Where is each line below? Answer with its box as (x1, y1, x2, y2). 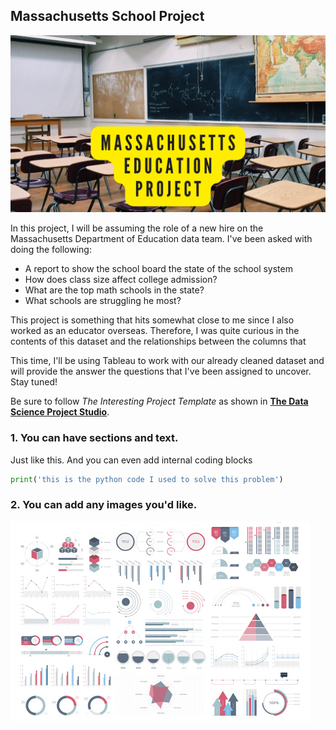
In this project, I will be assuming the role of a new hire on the (10, 222, 264, 234)
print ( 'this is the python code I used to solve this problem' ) (10, 474, 284, 484)
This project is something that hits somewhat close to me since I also (10, 314, 295, 326)
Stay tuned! (10, 376, 58, 388)
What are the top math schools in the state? (24, 284, 205, 296)
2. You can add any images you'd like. (10, 498, 198, 512)
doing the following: (10, 244, 92, 256)
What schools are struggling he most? (24, 295, 182, 307)
